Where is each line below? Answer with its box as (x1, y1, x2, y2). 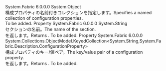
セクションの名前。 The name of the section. (5, 26, 96, 32)
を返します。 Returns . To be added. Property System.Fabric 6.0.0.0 (5, 33, 143, 38)
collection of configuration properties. (5, 15, 83, 21)
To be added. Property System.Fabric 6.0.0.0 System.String (5, 21, 128, 26)
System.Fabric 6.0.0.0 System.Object (5, 4, 81, 9)
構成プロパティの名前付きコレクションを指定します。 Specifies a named (5, 10, 152, 15)
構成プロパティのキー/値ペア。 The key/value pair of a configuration (5, 49, 143, 55)
